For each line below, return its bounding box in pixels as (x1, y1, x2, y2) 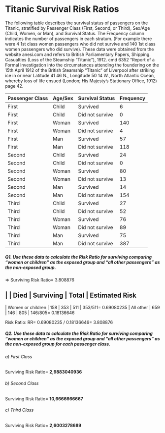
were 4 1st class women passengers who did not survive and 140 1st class (5, 41, 156, 47)
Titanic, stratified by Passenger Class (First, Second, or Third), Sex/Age (5, 25, 150, 31)
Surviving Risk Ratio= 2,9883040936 (5, 369, 82, 375)
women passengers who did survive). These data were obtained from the (5, 46, 154, 52)
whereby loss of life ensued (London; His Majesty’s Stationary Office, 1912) (5, 78, 157, 84)
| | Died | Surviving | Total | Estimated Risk (5, 291, 136, 300)
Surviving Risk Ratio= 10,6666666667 (5, 395, 84, 402)
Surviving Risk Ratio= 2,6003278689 (5, 422, 82, 428)
